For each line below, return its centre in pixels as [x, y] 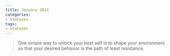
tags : [11, 24]
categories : [18, 15]
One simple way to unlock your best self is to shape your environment [91, 43]
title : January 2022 [27, 10]
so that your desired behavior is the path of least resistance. [81, 48]
